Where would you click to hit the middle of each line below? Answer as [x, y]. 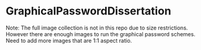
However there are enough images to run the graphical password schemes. [101, 34]
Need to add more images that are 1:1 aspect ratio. [69, 40]
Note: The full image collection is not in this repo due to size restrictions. [97, 28]
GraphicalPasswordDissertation [89, 11]
